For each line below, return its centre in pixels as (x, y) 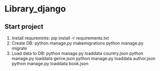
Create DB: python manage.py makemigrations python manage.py (78, 43)
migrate (19, 48)
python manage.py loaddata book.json (50, 64)
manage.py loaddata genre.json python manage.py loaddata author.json (83, 58)
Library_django (35, 9)
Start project (24, 27)
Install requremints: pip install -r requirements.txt (60, 38)
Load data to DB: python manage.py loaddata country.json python (77, 53)
